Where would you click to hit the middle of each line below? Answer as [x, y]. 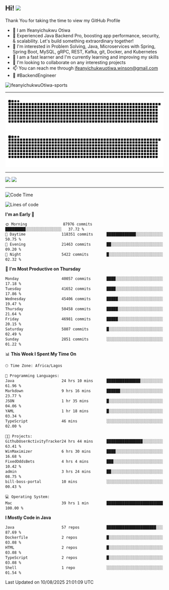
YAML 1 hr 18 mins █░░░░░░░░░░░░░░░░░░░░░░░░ [84, 411]
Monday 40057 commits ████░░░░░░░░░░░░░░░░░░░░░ [84, 279]
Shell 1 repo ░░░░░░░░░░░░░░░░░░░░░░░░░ [84, 568]
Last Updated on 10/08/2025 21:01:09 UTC [50, 582]
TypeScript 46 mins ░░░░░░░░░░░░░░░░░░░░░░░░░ [84, 421]
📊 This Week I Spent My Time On [41, 354]
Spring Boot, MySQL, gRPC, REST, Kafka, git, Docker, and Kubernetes [85, 51]
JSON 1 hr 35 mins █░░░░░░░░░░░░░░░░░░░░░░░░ [84, 401]
